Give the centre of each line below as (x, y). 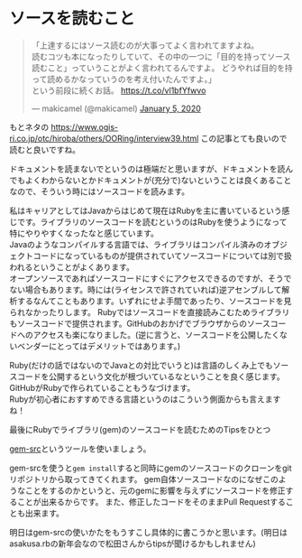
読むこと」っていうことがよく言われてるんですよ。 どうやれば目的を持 (162, 68)
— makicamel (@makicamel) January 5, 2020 (116, 108)
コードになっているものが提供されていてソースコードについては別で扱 (163, 256)
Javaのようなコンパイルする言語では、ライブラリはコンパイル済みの (137, 244)
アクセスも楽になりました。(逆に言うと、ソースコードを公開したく (156, 334)
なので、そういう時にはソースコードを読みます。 (100, 191)
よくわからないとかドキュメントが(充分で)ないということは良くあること (158, 180)
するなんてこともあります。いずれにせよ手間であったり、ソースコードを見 (154, 301)
